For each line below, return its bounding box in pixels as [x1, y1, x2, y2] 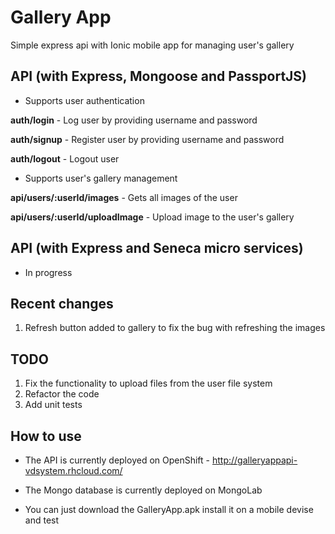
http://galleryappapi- [211, 454, 298, 466]
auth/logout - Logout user [10, 152, 120, 165]
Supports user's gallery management [24, 172, 178, 184]
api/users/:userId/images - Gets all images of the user [10, 191, 238, 203]
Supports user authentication [24, 94, 145, 106]
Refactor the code [24, 388, 100, 400]
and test [24, 514, 60, 526]
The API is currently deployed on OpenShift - [24, 454, 211, 466]
